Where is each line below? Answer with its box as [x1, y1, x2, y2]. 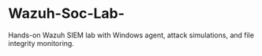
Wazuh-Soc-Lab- [8, 5, 125, 23]
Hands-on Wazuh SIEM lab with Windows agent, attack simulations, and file [8, 30, 255, 40]
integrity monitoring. [8, 38, 75, 47]
